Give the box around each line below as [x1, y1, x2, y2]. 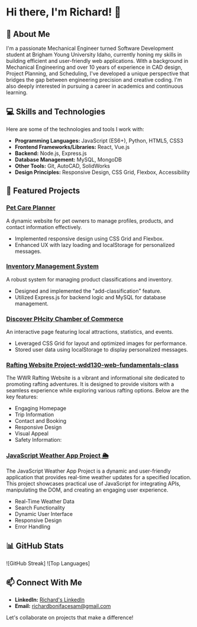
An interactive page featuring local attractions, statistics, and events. [6, 328, 173, 335]
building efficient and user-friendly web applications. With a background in [6, 58, 189, 64]
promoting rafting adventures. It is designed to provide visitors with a [6, 381, 175, 388]
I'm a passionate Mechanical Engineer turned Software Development [6, 45, 174, 52]
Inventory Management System [6, 262, 99, 271]
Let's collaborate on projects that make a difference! [6, 614, 134, 621]
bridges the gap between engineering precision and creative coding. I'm [6, 77, 182, 83]
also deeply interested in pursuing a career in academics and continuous [6, 83, 183, 90]
